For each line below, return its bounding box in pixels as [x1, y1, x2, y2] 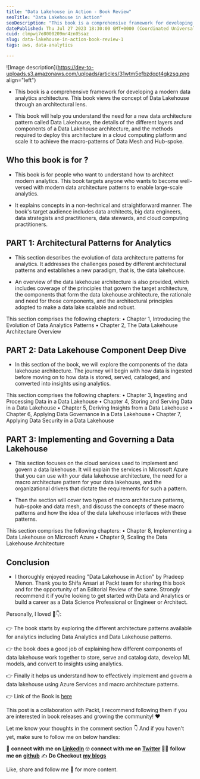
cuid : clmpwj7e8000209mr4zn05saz [6, 31, 89, 37]
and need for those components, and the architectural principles [14, 297, 173, 304]
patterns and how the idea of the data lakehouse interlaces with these [14, 509, 186, 517]
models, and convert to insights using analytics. [6, 660, 123, 667]
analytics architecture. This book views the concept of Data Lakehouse [14, 94, 189, 102]
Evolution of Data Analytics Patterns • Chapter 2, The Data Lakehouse [6, 321, 178, 329]
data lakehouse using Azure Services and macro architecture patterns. [6, 680, 180, 688]
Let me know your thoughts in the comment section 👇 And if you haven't [6, 725, 185, 732]
